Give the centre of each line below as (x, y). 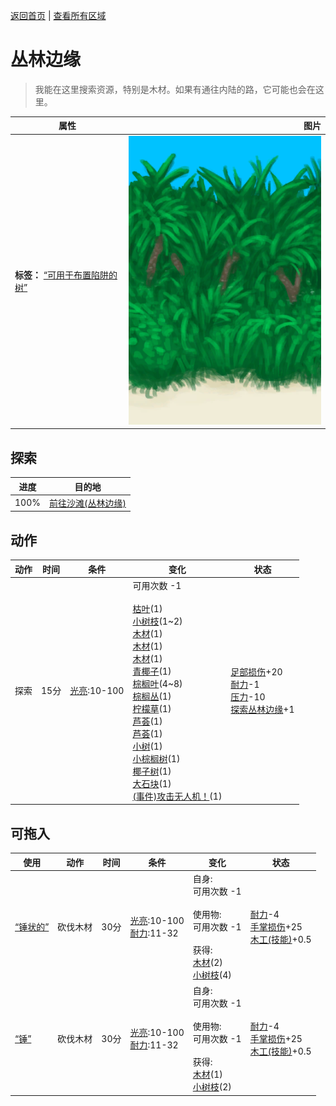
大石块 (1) (152, 783)
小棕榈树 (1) (156, 758)
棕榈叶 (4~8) (157, 683)
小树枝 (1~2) (157, 621)
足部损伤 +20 (256, 672)
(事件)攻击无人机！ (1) (177, 796)
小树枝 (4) (212, 975)
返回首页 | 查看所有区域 (58, 15)
